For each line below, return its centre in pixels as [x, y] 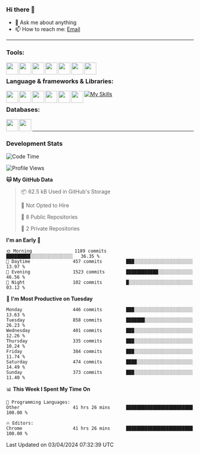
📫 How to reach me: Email [47, 29]
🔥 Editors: [20, 424]
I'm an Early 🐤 [24, 240]
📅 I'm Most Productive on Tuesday [50, 299]
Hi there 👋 [21, 10]
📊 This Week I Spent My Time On [48, 389]
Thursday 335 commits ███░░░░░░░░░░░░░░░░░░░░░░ [100, 341]
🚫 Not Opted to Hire [45, 205]
